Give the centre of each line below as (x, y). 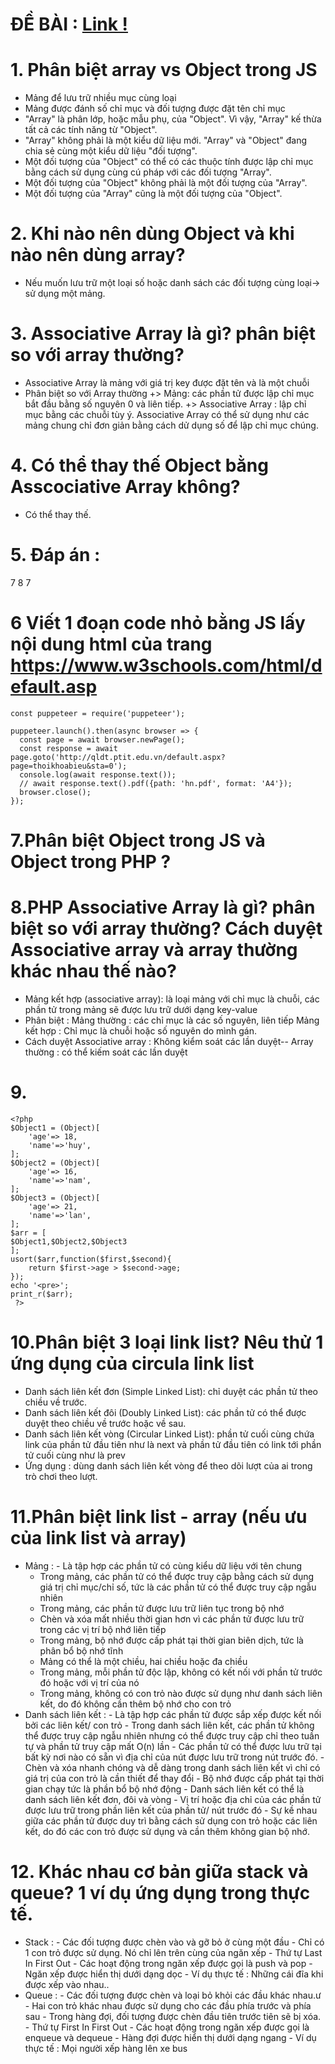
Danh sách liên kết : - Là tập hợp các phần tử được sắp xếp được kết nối (173, 1714)
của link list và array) (98, 1538)
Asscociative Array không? (125, 487)
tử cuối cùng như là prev (75, 1455)
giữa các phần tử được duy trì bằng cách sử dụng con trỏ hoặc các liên (171, 1820)
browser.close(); (55, 792)
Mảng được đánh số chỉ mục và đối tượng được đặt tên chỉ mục (155, 109)
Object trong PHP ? (91, 862)
